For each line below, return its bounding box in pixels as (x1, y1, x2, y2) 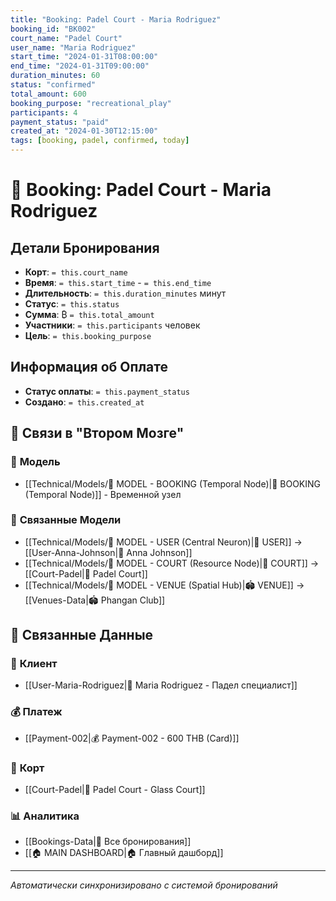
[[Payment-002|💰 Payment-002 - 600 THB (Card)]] (24, 732, 240, 744)
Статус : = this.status (24, 298, 120, 310)
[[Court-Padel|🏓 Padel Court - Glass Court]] (24, 784, 206, 796)
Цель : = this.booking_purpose (24, 330, 152, 341)
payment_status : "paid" (10, 117, 110, 127)
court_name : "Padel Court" (10, 33, 123, 43)
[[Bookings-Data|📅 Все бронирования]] (24, 836, 192, 848)
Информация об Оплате (10, 359, 168, 376)
